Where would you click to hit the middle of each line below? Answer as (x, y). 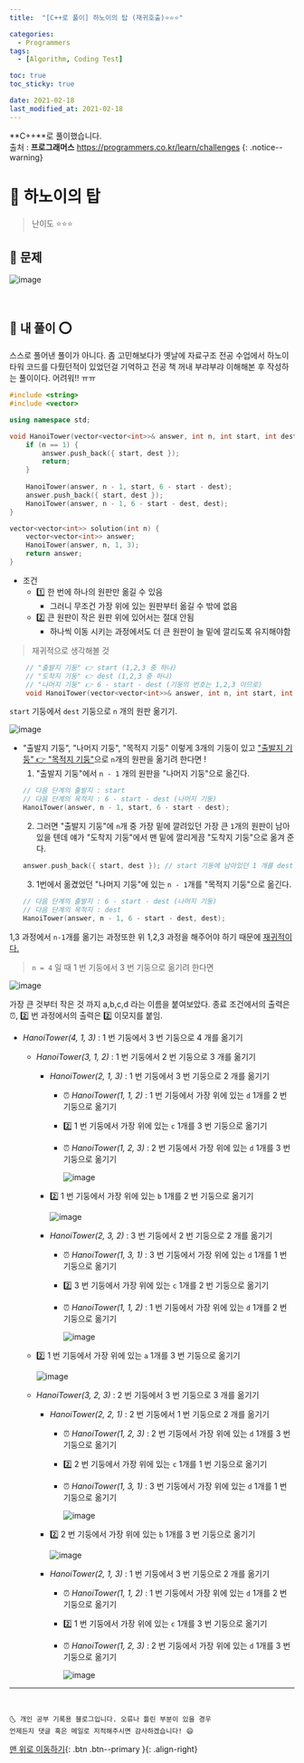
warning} (26, 157)
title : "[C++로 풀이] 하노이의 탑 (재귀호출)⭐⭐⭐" (96, 18)
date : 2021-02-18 (42, 100)
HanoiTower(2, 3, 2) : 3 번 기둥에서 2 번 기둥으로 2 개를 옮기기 (161, 1235)
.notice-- (266, 147)
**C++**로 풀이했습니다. (56, 136)
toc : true (28, 76)
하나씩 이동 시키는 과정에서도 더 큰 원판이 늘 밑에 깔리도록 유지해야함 (170, 631)
